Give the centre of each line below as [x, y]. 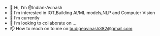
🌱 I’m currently [25, 18]
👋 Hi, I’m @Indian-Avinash [36, 8]
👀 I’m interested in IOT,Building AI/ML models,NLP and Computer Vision [82, 13]
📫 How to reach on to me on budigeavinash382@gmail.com [71, 28]
